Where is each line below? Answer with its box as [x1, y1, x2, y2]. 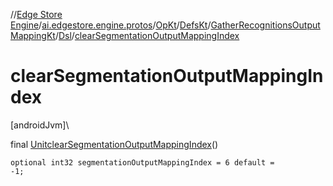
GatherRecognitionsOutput [210, 19, 321, 31]
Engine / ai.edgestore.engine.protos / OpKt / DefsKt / [10, 19, 212, 31]
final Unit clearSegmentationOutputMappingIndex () [10, 138, 219, 150]
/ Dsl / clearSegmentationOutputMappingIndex [54, 30, 240, 41]
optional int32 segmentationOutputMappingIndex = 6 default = [10, 157, 275, 168]
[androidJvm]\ [10, 119, 70, 131]
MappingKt [10, 30, 56, 41]
